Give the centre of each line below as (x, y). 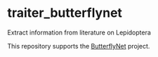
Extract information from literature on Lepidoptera (79, 32)
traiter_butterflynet (65, 13)
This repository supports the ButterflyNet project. (79, 46)
